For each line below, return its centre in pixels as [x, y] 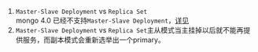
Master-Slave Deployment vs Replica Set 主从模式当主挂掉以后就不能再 [129, 30]
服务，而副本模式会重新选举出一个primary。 [94, 40]
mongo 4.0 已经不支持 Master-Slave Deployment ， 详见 [102, 20]
